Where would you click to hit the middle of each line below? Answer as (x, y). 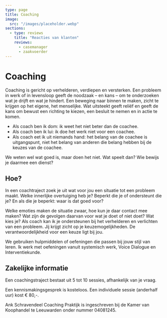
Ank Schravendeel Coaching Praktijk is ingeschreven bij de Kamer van (77, 305)
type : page (16, 10)
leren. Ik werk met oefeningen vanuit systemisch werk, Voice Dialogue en (81, 247)
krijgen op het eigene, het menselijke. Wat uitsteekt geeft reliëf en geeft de (82, 106)
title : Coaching (22, 14)
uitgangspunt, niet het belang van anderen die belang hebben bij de (82, 142)
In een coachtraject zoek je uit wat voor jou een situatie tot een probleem (80, 190)
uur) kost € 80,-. (22, 295)
